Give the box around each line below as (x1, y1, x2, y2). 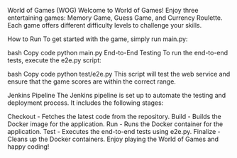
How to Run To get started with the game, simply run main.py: (7, 35, 188, 43)
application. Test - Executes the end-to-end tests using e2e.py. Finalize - (7, 128, 221, 135)
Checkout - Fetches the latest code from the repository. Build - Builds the (7, 113, 221, 120)
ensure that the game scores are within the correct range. (7, 77, 176, 86)
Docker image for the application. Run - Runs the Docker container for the (7, 120, 224, 128)
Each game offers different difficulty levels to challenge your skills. (7, 21, 202, 29)
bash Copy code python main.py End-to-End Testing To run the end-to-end (7, 49, 228, 57)
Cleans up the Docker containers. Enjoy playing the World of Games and (7, 135, 219, 143)
